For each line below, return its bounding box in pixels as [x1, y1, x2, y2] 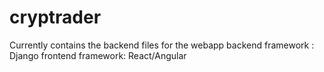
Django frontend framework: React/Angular [9, 49, 187, 61]
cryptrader [9, 6, 102, 29]
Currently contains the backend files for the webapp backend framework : [9, 39, 315, 51]
